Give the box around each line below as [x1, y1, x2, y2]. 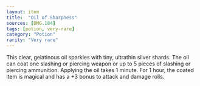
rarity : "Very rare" [6, 37, 59, 43]
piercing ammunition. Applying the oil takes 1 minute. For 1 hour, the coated [6, 67, 195, 73]
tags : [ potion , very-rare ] [6, 25, 75, 32]
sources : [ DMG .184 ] [6, 20, 56, 26]
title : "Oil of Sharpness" [6, 15, 78, 21]
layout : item [6, 8, 40, 15]
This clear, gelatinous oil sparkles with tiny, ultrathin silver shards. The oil [6, 54, 190, 61]
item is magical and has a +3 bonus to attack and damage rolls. [6, 73, 165, 80]
